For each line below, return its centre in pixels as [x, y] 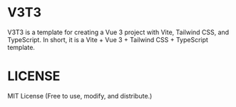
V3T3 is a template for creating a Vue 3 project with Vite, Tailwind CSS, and [118, 32]
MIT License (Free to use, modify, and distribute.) [80, 96]
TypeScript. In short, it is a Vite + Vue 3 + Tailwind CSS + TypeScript [108, 39]
